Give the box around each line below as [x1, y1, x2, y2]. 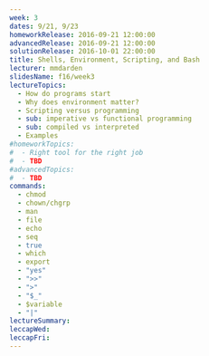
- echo [17, 224, 43, 233]
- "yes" [17, 266, 47, 275]
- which [17, 249, 47, 258]
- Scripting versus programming [17, 106, 140, 115]
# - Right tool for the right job [9, 148, 144, 157]
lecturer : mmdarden [9, 64, 83, 73]
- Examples [17, 131, 59, 140]
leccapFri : [9, 333, 51, 342]
